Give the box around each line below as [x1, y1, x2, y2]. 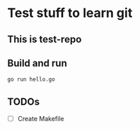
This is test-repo [7, 33, 82, 45]
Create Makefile [17, 115, 64, 123]
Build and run [7, 57, 67, 69]
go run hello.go [7, 76, 55, 83]
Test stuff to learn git [7, 5, 133, 21]
